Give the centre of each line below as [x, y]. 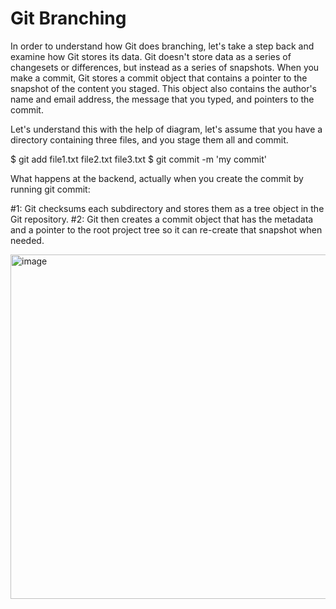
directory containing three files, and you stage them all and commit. [149, 139]
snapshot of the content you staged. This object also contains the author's [164, 88]
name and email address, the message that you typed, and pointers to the [162, 99]
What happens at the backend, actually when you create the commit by [157, 178]
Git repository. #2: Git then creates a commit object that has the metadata [162, 219]
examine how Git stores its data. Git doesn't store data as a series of [151, 56]
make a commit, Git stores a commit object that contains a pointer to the [159, 78]
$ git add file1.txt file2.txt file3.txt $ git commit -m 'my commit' [138, 159]
